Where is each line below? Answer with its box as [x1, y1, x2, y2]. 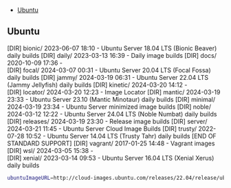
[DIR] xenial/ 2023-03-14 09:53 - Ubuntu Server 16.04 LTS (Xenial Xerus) [7, 154, 214, 162]
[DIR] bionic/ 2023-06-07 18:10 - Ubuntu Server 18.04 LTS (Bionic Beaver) [7, 44, 217, 52]
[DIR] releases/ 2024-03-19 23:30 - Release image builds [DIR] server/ [7, 117, 208, 125]
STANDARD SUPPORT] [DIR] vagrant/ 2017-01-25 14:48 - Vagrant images [7, 139, 215, 147]
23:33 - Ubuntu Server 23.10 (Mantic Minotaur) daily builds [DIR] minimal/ [7, 95, 216, 103]
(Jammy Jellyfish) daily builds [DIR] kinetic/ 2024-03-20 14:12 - [7, 81, 188, 89]
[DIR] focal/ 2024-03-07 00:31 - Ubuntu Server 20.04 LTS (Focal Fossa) [7, 65, 211, 74]
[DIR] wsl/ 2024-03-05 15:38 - [7, 146, 94, 154]
